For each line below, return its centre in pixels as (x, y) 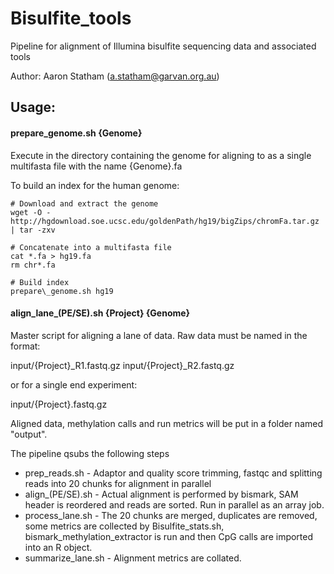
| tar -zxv (33, 230)
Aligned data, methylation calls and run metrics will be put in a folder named (166, 423)
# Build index (40, 282)
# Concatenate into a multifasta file (91, 247)
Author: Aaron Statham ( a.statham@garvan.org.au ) (115, 76)
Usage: (33, 107)
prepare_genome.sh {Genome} (76, 133)
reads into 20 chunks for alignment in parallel (118, 483)
